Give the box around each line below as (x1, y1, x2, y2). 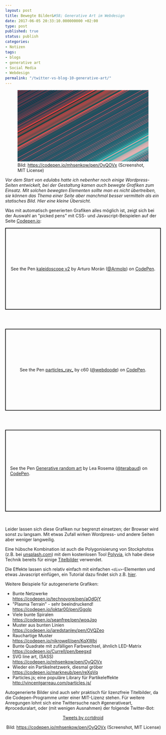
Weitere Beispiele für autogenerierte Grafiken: (5, 581, 99, 587)
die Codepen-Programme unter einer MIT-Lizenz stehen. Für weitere (5, 694, 145, 701)
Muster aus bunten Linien (12, 622, 64, 628)
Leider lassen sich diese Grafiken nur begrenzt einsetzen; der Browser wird (5, 526, 159, 532)
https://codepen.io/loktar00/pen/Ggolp (12, 607, 92, 612)
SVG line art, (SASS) (12, 653, 54, 659)
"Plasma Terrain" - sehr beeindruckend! (12, 601, 94, 607)
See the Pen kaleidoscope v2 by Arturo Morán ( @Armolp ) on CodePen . (10, 266, 156, 272)
